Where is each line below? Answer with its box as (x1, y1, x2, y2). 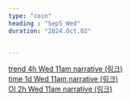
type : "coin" (8, 11, 52, 20)
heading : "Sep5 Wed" (8, 19, 81, 27)
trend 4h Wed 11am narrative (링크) (8, 64, 123, 74)
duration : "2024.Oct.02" (8, 27, 92, 35)
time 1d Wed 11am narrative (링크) (8, 74, 119, 84)
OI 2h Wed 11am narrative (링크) (8, 84, 113, 94)
